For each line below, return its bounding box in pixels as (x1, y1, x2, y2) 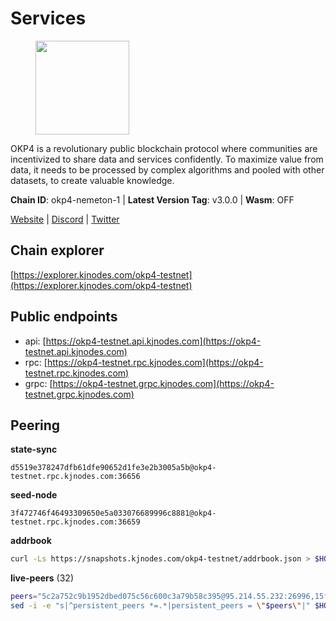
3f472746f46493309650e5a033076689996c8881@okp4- (10, 508, 217, 519)
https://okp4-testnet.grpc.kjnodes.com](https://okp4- (52, 377, 275, 389)
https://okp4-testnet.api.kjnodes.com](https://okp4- (45, 335, 262, 347)
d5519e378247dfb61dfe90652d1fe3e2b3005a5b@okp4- (10, 463, 217, 473)
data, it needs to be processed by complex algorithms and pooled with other (10, 163, 325, 176)
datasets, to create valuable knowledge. (10, 174, 175, 186)
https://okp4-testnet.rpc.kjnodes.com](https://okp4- (46, 356, 264, 368)
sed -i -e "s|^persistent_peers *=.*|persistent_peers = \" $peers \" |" (10, 601, 311, 611)
